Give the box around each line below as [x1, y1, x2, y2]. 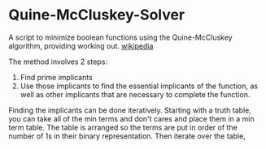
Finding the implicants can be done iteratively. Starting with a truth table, [8, 105, 252, 115]
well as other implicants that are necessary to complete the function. [20, 89, 251, 99]
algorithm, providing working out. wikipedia [8, 40, 154, 50]
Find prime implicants [20, 72, 94, 82]
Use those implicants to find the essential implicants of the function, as [20, 81, 259, 91]
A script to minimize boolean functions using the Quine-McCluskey [8, 32, 233, 42]
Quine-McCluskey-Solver [8, 6, 185, 24]
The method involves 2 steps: [8, 57, 108, 66]
